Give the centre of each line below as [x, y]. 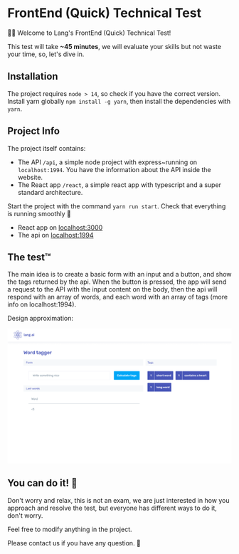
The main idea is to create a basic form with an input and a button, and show [119, 275]
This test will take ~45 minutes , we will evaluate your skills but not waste [115, 46]
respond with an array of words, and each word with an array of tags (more [118, 297]
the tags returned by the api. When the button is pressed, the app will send [117, 282]
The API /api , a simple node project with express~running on [107, 162]
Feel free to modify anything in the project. [70, 529]
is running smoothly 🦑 [39, 213]
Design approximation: [40, 319]
